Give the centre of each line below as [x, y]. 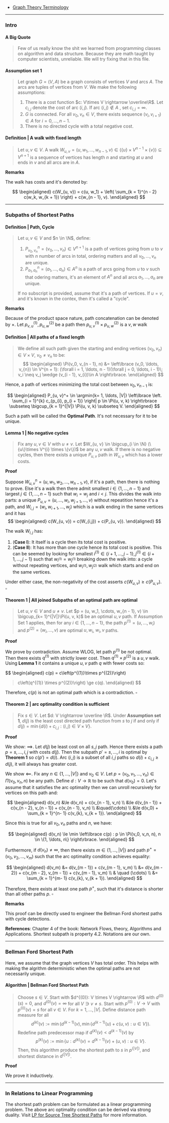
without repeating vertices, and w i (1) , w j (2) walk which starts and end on [86, 566]
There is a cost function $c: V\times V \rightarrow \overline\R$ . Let [94, 102]
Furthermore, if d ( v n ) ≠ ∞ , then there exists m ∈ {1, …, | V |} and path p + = [81, 850]
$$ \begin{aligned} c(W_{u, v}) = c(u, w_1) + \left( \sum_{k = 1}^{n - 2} [84, 192]
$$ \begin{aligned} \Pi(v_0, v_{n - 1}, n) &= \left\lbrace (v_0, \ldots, [91, 364]
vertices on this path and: [31, 793]
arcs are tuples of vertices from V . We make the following [77, 87]
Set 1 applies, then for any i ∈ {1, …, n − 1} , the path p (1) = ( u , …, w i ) [86, 623]
